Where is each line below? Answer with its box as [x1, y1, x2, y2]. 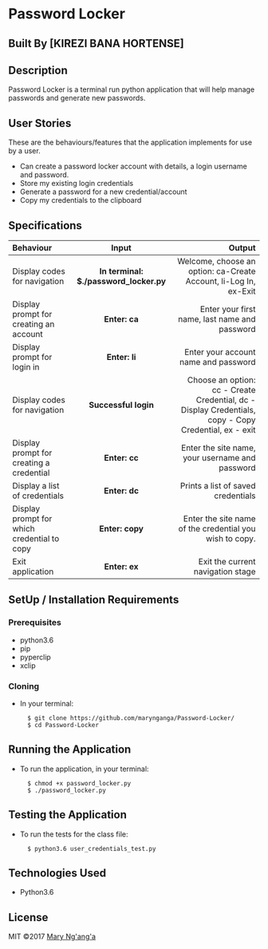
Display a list [12, 480, 60, 492]
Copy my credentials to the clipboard [19, 196, 142, 205]
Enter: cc [104, 453, 139, 464]
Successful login [89, 400, 154, 411]
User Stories [8, 117, 72, 130]
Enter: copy [99, 524, 144, 535]
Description [8, 63, 68, 77]
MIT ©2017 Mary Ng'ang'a [8, 931, 97, 942]
